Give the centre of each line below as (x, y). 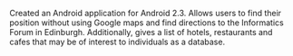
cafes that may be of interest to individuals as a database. (117, 42)
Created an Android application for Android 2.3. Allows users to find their (146, 13)
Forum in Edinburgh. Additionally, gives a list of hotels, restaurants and (141, 32)
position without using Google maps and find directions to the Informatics (146, 23)
